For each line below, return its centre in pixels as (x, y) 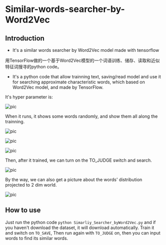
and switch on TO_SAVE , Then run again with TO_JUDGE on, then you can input (83, 233)
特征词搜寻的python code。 (33, 67)
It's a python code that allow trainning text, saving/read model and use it (86, 77)
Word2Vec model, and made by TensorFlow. (58, 87)
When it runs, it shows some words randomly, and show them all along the (82, 116)
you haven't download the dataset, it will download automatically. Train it (80, 228)
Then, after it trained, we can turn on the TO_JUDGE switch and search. (79, 160)
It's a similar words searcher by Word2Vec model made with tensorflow (86, 50)
